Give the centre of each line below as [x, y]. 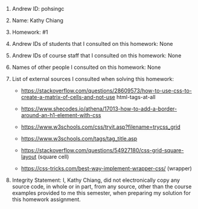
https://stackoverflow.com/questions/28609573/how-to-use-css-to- [106, 91]
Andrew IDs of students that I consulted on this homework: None [92, 44]
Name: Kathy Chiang [37, 20]
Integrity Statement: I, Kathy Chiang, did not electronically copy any [96, 180]
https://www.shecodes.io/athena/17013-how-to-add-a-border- [99, 109]
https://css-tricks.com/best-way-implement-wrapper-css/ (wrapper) [106, 168]
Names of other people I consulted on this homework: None [86, 67]
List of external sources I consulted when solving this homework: [93, 79]
